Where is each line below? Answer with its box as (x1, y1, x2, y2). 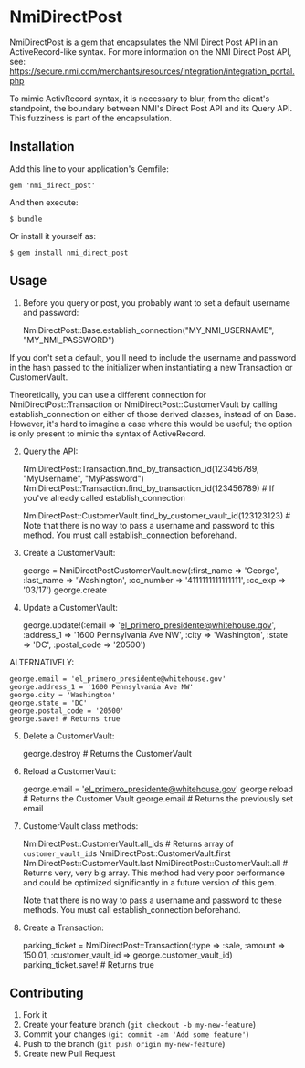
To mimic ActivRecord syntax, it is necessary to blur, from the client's (9, 93, 270, 104)
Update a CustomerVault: (22, 602, 119, 613)
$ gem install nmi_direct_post (9, 248, 129, 257)
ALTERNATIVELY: (9, 656, 75, 667)
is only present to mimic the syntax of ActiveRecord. (9, 427, 206, 439)
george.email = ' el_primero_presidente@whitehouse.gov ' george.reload (22, 783, 294, 794)
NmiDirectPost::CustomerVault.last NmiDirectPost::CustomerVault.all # (22, 857, 289, 868)
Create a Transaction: (22, 922, 105, 933)
